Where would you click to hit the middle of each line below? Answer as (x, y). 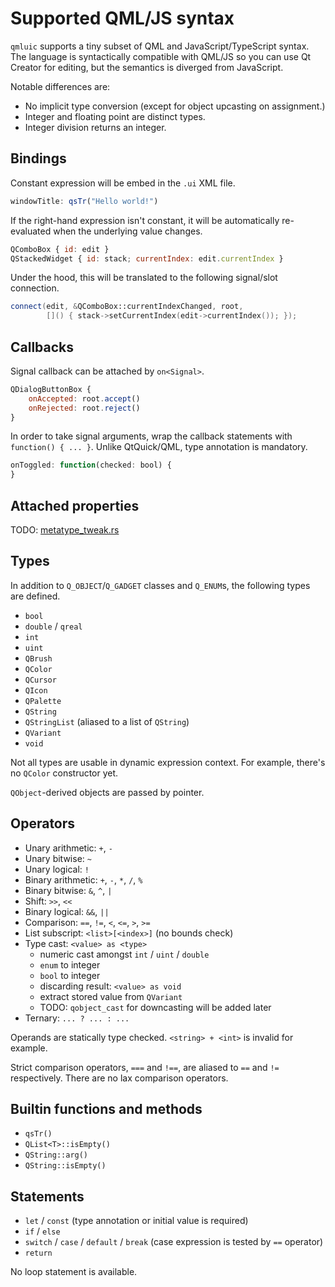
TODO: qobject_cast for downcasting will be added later (155, 1007)
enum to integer (70, 964)
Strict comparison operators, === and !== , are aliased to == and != (145, 1067)
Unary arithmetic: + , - (68, 848)
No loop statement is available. (74, 1272)
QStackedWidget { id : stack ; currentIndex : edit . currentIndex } (147, 258)
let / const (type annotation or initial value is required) (136, 1221)
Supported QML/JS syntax (122, 18)
